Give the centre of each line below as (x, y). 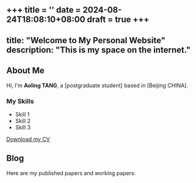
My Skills (20, 101)
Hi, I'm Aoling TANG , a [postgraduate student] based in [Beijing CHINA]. (97, 85)
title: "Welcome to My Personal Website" (86, 40)
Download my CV (28, 139)
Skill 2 (23, 121)
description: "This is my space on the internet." (99, 50)
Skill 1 (22, 114)
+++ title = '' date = (44, 10)
